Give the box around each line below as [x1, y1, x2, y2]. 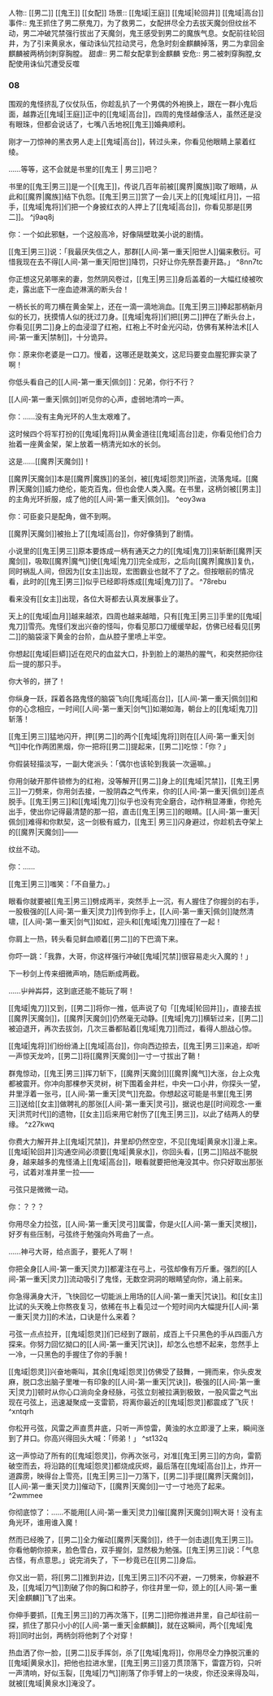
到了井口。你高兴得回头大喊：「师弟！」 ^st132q [8, 1434, 168, 1443]
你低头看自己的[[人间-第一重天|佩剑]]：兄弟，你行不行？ [8, 377, 196, 387]
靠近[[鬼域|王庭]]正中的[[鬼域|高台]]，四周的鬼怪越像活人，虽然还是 [29, 109, 255, 119]
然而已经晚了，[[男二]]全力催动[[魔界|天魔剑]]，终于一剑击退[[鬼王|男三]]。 [8, 1535, 258, 1544]
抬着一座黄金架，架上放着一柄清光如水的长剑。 [8, 439, 165, 449]
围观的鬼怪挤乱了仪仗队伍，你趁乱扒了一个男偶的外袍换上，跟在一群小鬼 [8, 99, 250, 109]
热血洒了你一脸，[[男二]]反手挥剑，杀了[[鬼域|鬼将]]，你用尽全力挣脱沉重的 [8, 1648, 260, 1658]
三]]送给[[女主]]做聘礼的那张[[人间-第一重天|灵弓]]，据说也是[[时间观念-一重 [8, 1099, 262, 1109]
